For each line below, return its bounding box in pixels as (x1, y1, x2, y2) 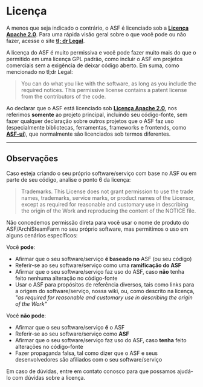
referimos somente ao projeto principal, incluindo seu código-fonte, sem (6, 111, 188, 118)
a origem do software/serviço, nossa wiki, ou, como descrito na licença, (14, 287, 195, 294)
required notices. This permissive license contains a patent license (21, 86, 187, 93)
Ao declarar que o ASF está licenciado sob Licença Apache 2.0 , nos (6, 104, 177, 111)
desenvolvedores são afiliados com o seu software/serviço (14, 356, 163, 363)
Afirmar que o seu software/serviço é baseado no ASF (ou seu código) (14, 255, 192, 262)
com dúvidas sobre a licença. (11, 374, 86, 381)
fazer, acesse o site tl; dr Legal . (6, 37, 85, 44)
